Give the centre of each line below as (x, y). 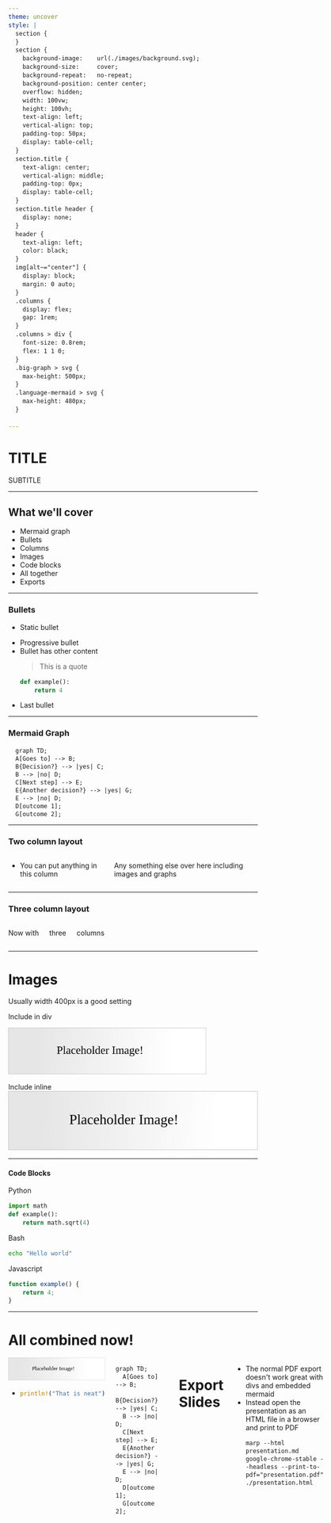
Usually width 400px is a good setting (70, 1002)
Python (20, 1191)
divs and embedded (278, 1386)
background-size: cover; (70, 67)
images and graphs (145, 874)
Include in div (30, 1017)
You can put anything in (58, 866)
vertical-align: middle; (63, 176)
